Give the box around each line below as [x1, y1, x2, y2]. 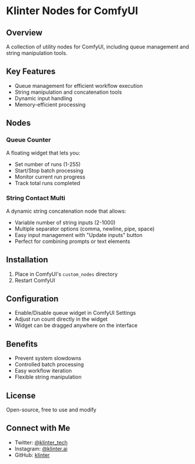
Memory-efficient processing [14, 101, 86, 108]
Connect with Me [6, 423, 71, 433]
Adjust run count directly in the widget [14, 315, 108, 323]
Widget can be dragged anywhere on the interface [14, 322, 138, 329]
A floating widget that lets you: [6, 149, 81, 156]
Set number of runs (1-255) [14, 160, 81, 167]
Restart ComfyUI [14, 277, 55, 284]
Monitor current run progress [14, 173, 85, 180]
